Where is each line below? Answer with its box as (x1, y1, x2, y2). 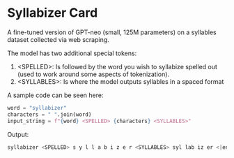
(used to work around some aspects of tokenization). (17, 70, 169, 78)
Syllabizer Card (7, 5, 98, 21)
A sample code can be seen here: (7, 91, 104, 99)
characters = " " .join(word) (7, 110, 92, 118)
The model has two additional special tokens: (7, 49, 137, 57)
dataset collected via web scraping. (7, 35, 109, 43)
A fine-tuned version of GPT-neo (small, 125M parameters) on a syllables (7, 28, 217, 36)
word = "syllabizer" (7, 104, 68, 111)
